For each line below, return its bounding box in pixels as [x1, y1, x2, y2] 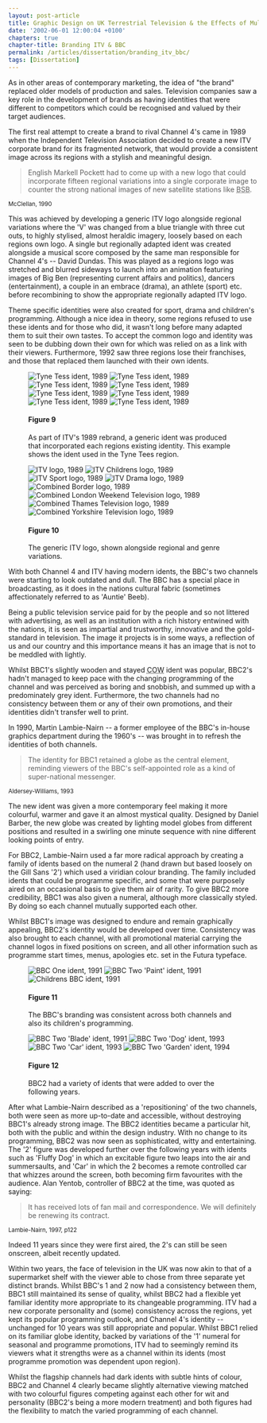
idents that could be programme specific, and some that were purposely [8, 876, 245, 886]
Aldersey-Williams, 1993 [8, 788, 74, 796]
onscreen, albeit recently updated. [8, 1248, 121, 1258]
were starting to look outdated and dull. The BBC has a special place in [8, 576, 240, 585]
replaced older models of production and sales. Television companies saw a [8, 86, 257, 95]
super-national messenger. [27, 772, 117, 781]
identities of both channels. [8, 740, 98, 750]
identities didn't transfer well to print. [8, 708, 129, 717]
